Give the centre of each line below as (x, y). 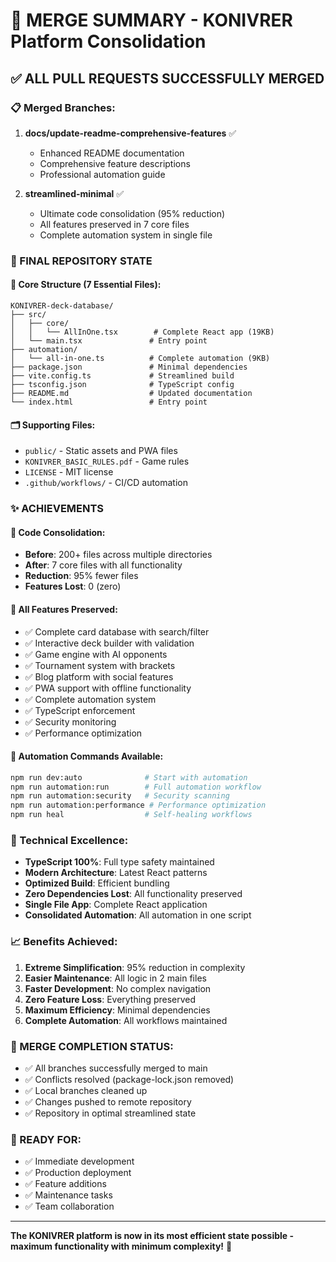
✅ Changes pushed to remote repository (108, 1102)
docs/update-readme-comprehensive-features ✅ (130, 133)
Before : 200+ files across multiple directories (118, 555)
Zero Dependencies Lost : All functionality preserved (133, 894)
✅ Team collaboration (69, 1206)
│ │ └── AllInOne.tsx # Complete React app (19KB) (142, 332)
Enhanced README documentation (112, 153)
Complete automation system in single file (126, 235)
